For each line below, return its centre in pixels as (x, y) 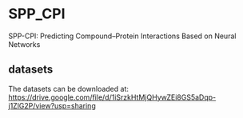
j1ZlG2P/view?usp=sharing (52, 105)
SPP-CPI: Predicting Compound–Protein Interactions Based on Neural (122, 36)
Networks (24, 44)
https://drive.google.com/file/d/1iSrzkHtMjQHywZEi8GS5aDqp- (112, 97)
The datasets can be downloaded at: (69, 88)
